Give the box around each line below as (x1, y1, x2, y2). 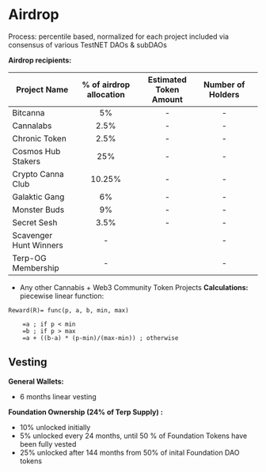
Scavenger (12, 229, 53, 240)
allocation (86, 89, 125, 100)
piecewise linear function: (19, 291, 104, 300)
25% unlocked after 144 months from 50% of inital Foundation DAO (19, 447, 240, 457)
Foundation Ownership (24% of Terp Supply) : (8, 407, 164, 417)
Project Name (15, 84, 69, 95)
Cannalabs (12, 120, 52, 131)
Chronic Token (12, 133, 67, 144)
